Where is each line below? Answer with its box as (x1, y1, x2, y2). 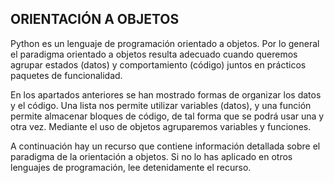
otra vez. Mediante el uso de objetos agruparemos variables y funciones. (10, 120, 312, 132)
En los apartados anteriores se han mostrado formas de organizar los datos (10, 88, 322, 101)
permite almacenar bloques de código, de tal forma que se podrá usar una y (10, 110, 325, 122)
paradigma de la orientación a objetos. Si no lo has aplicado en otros (10, 150, 293, 162)
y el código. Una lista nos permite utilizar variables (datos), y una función (10, 99, 312, 111)
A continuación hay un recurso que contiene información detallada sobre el (10, 140, 321, 152)
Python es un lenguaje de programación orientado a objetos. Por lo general (10, 37, 320, 49)
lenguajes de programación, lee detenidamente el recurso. (10, 161, 252, 173)
